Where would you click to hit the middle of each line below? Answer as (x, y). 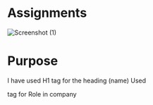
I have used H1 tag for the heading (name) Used (77, 80)
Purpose (33, 61)
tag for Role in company (42, 94)
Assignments (47, 13)
